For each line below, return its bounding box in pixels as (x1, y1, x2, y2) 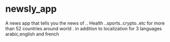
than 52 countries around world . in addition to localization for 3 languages (5, 25, 162, 31)
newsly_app (5, 3, 57, 15)
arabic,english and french (5, 31, 59, 37)
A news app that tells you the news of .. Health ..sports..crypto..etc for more (5, 20, 165, 26)
